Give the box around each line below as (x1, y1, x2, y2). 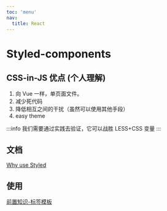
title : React (12, 20, 45, 26)
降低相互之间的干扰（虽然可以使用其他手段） (15, 105, 129, 113)
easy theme (15, 112, 45, 120)
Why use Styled (6, 161, 47, 169)
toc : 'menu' (6, 9, 37, 15)
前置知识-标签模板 (6, 198, 52, 205)
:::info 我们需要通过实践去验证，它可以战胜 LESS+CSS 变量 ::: (6, 125, 161, 132)
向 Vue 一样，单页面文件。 (15, 90, 83, 98)
